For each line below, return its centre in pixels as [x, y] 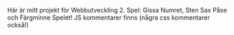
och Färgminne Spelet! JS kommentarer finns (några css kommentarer [109, 17]
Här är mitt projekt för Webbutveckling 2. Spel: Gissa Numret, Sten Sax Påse [117, 10]
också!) [18, 25]
